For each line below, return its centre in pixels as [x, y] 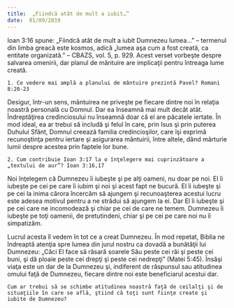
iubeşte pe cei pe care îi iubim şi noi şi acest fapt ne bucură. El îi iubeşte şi [114, 185]
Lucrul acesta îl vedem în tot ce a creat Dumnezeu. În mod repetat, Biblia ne [116, 237]
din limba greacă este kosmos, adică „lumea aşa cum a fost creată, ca [108, 48]
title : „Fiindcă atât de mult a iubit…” [68, 14]
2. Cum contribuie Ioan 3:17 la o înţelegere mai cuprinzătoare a [106, 159]
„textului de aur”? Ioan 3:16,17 [56, 165]
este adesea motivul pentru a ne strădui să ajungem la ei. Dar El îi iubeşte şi [116, 201]
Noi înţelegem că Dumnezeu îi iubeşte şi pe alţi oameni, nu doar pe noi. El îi [115, 178]
